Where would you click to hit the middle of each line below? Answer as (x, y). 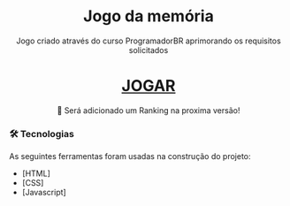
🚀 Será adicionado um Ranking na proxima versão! (149, 110)
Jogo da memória (149, 16)
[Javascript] (44, 193)
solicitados (149, 50)
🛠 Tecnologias (42, 134)
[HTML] (36, 173)
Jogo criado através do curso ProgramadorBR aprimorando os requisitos (149, 41)
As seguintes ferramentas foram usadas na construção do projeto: (130, 156)
